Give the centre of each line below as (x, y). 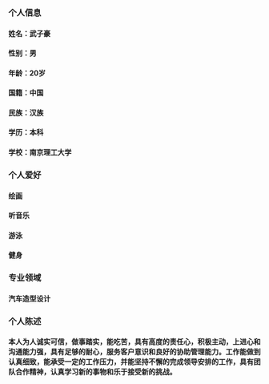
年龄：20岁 (27, 73)
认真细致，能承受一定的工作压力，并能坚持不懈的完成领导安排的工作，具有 (131, 362)
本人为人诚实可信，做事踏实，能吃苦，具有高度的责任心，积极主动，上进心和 (134, 342)
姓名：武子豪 (29, 33)
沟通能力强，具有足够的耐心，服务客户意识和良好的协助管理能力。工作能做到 (134, 352)
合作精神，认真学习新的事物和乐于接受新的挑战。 (96, 372)
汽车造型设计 (29, 298)
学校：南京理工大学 (40, 152)
